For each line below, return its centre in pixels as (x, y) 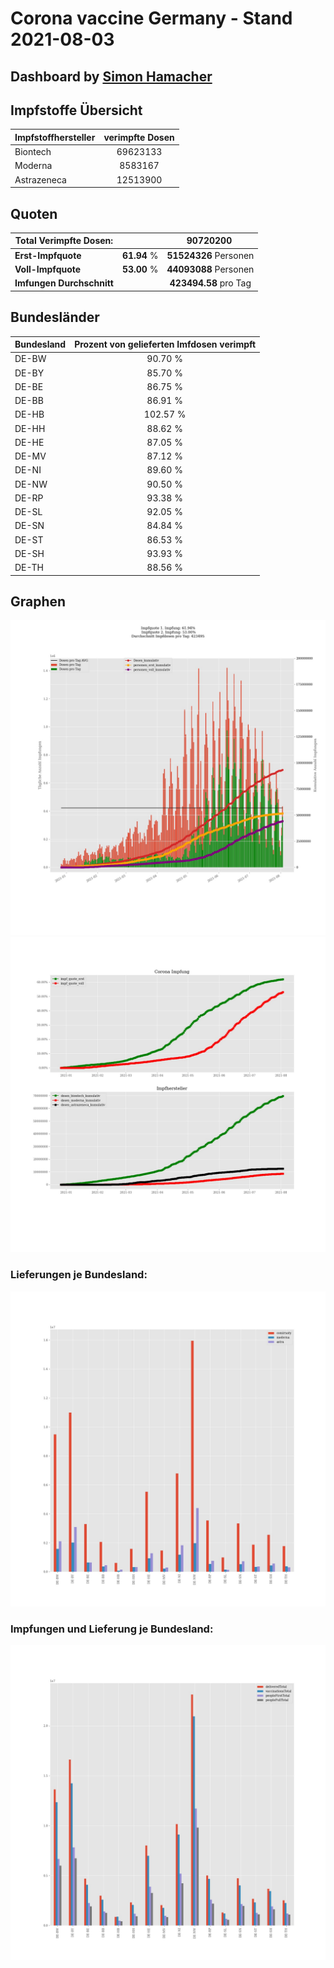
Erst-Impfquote (48, 255)
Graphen (38, 601)
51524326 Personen (210, 255)
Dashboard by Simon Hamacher (111, 76)
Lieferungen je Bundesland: (79, 1275)
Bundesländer (55, 317)
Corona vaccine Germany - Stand (151, 18)
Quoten (34, 213)
